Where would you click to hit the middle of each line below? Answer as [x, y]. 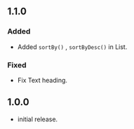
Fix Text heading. [42, 80]
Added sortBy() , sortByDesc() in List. [72, 47]
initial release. [38, 119]
